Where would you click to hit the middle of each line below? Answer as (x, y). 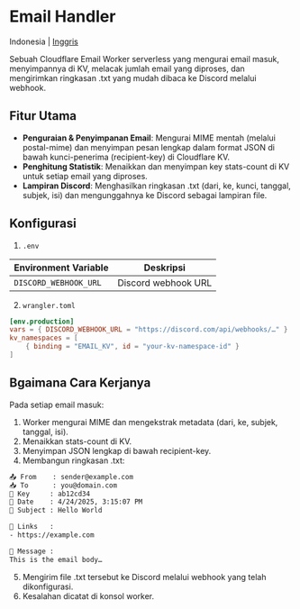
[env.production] (42, 322)
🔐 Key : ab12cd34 (50, 494)
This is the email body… (56, 559)
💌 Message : (32, 551)
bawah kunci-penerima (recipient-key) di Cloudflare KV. (126, 157)
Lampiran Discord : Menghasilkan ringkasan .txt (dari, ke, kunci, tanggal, (156, 186)
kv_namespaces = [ (44, 338)
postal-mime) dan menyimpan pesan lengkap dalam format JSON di (148, 147)
